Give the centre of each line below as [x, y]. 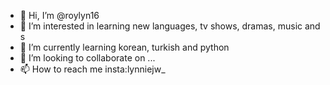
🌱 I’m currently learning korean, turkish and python [124, 47]
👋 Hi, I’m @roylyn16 [59, 15]
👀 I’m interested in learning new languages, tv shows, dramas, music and [170, 26]
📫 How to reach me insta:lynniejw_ [92, 69]
